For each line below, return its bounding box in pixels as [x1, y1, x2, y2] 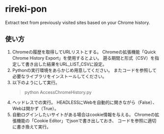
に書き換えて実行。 [12, 124, 52, 130]
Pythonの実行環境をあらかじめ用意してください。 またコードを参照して [12, 67, 157, 73]
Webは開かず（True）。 [12, 105, 59, 111]
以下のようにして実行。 [12, 79, 60, 85]
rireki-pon [5, 3, 47, 15]
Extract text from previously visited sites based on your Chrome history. [5, 20, 150, 25]
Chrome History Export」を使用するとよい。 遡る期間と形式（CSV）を [12, 55, 155, 61]
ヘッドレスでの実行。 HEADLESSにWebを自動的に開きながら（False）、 [12, 99, 157, 105]
